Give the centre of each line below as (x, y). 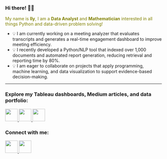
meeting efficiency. (32, 45)
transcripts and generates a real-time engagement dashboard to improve (87, 39)
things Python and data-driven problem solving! (54, 24)
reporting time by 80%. (36, 61)
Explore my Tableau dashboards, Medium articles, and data (78, 94)
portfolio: (17, 100)
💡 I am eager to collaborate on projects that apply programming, (78, 66)
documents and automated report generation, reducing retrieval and (82, 55)
